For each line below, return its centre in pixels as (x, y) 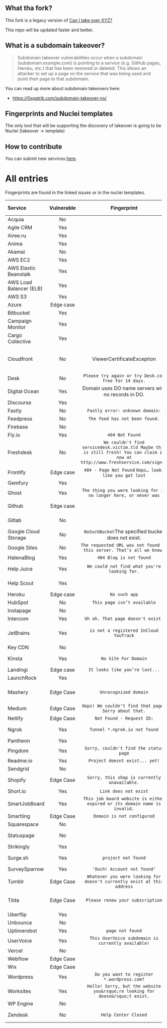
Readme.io (20, 761)
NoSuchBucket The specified (116, 532)
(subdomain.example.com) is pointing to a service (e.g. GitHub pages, (89, 63)
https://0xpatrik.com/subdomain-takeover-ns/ (59, 98)
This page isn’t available (124, 603)
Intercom (18, 619)
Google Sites (23, 548)
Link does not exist (124, 791)
